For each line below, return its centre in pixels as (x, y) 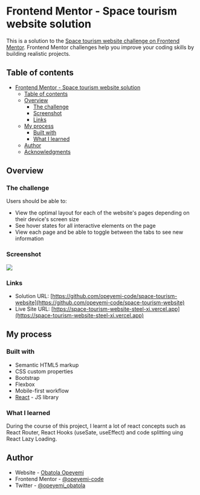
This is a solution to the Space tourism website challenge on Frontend (93, 41)
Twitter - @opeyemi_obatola (50, 485)
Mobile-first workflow (42, 390)
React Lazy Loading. (32, 439)
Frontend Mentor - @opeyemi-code (59, 479)
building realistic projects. (38, 53)
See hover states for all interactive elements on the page (85, 226)
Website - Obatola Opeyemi (50, 472)
